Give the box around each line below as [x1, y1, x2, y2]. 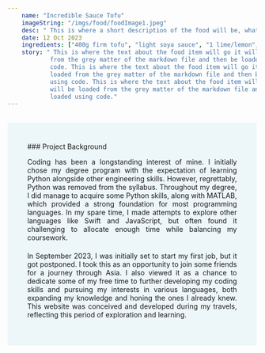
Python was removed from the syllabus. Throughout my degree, [27, 183, 237, 192]
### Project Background [27, 142, 108, 151]
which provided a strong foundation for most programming [27, 199, 237, 209]
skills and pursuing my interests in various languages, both [27, 285, 237, 294]
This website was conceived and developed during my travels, [27, 302, 237, 311]
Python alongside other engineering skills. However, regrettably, [27, 174, 237, 184]
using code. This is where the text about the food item [49, 78, 242, 85]
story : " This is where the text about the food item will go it [21, 48, 242, 56]
